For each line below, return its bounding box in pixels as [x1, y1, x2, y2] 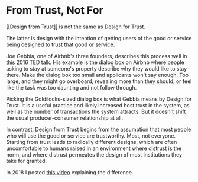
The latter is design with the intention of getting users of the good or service [6, 34, 192, 41]
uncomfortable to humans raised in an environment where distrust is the [6, 145, 182, 152]
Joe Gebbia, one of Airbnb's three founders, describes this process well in [6, 52, 187, 59]
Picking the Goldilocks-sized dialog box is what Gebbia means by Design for [6, 95, 192, 103]
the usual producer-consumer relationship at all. [6, 114, 123, 122]
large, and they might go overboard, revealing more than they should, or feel [6, 78, 192, 85]
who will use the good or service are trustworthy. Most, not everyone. [6, 132, 176, 139]
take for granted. [6, 157, 47, 164]
